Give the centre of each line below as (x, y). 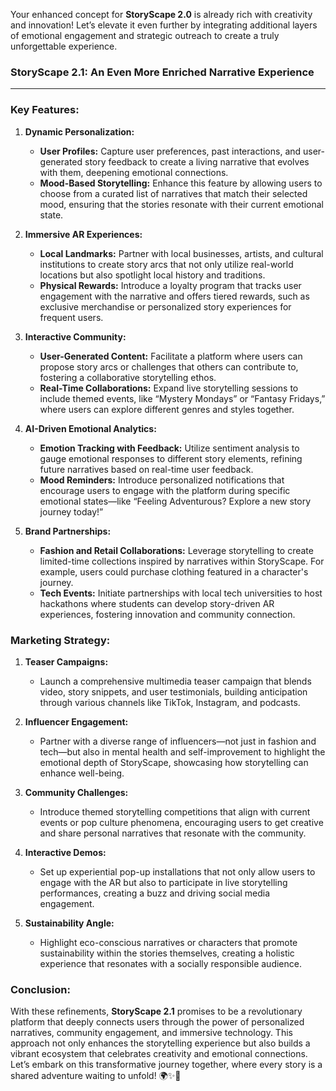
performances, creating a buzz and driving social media (155, 893)
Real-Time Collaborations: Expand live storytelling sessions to (169, 388)
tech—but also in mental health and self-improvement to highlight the (182, 751)
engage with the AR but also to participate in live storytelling (163, 882)
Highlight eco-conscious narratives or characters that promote (168, 942)
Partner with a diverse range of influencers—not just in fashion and (178, 741)
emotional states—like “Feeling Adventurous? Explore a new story (175, 501)
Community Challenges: (76, 792)
